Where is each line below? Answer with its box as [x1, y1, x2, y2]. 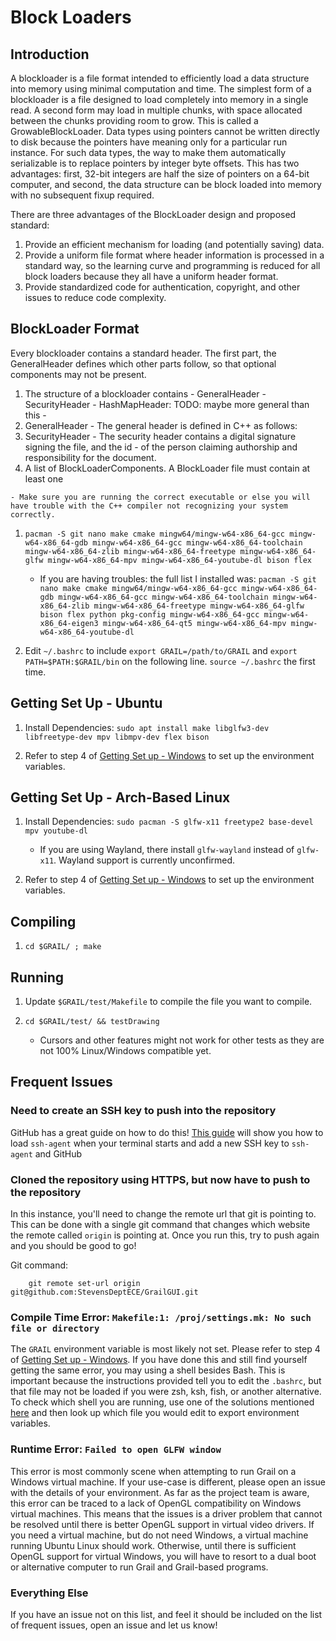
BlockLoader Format [10, 321, 140, 338]
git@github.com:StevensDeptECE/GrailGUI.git [10, 1287, 199, 1298]
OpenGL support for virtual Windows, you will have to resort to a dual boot [10, 1550, 317, 1562]
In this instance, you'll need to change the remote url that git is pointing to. [10, 1208, 317, 1220]
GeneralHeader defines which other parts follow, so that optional [10, 357, 277, 370]
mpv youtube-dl [24, 826, 89, 836]
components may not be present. [10, 368, 147, 380]
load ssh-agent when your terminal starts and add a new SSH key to [10, 1137, 290, 1149]
